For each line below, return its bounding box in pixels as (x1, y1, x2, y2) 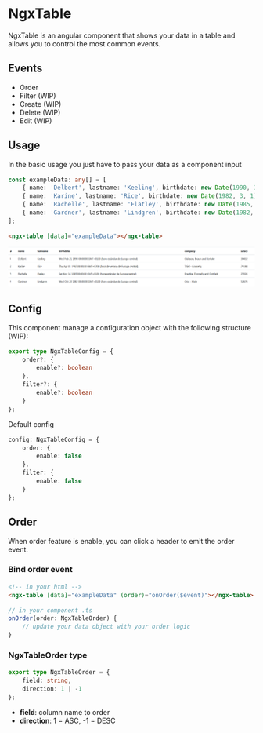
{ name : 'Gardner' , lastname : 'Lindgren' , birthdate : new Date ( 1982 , (22, 209, 254, 217)
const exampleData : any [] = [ (8, 176, 107, 184)
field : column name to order (19, 707, 110, 717)
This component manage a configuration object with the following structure (8, 323, 252, 332)
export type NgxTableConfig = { (8, 347, 113, 356)
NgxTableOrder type (8, 649, 88, 660)
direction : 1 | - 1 (22, 685, 82, 693)
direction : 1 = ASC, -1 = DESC (19, 716, 116, 725)
